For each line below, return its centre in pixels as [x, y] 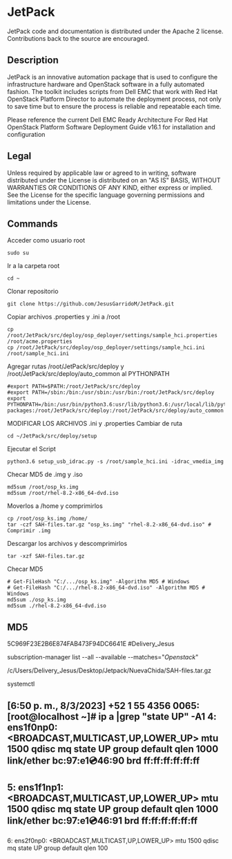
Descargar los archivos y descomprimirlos [67, 544]
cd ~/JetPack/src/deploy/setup [52, 436]
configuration [26, 134]
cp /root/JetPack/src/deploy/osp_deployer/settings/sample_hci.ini [106, 348]
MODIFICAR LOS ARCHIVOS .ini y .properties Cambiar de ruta [95, 424]
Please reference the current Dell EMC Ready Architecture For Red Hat [108, 120]
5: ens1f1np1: [36, 787]
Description [33, 60]
